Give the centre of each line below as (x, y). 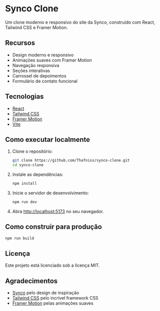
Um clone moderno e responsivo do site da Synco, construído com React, (80, 22)
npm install (24, 184)
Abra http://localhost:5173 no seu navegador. (58, 211)
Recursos (20, 43)
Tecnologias (24, 97)
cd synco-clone (28, 165)
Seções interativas (31, 70)
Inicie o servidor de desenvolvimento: (50, 193)
